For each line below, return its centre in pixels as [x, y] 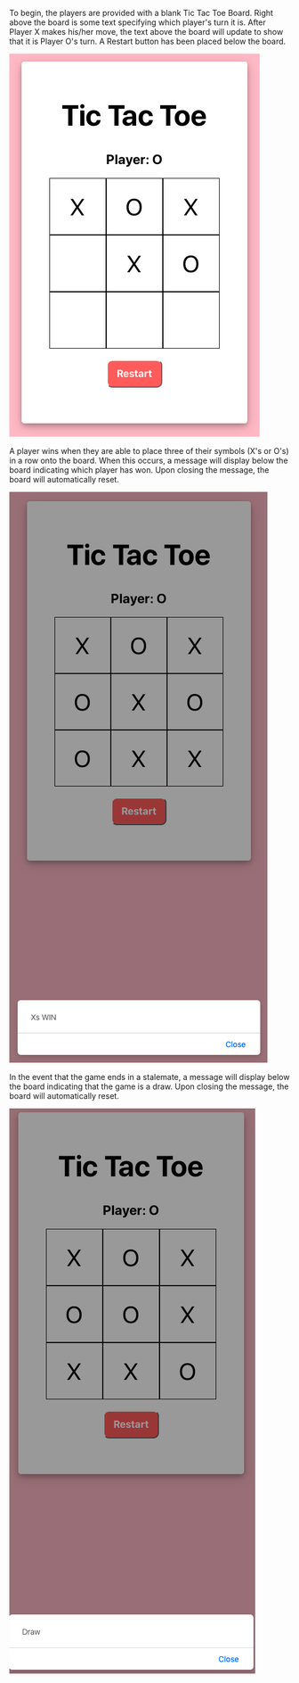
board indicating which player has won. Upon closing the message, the [139, 470]
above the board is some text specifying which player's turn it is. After [138, 22]
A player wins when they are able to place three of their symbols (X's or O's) [149, 451]
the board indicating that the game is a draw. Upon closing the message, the [149, 1086]
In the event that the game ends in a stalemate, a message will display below [149, 1077]
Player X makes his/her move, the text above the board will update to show [146, 32]
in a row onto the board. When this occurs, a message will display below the [149, 460]
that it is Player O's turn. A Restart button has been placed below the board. [148, 41]
